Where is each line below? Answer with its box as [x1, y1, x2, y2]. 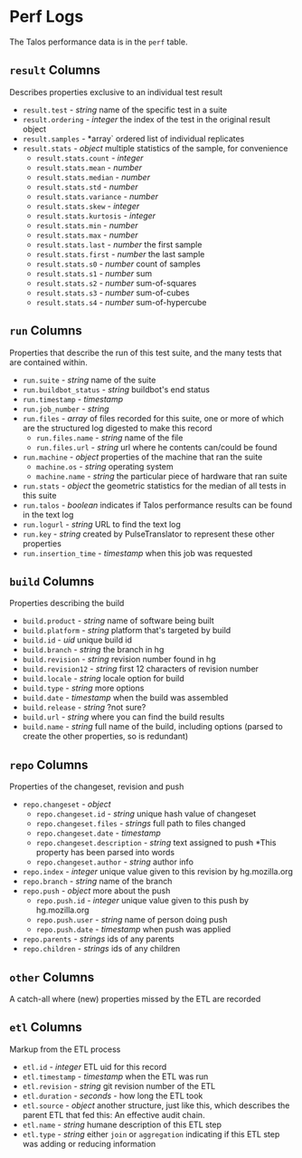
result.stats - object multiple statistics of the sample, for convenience [22, 142, 288, 153]
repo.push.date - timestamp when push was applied [35, 924, 231, 935]
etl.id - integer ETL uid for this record [22, 1061, 167, 1072]
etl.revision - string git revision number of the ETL [22, 1080, 216, 1091]
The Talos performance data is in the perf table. [9, 36, 188, 47]
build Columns [9, 574, 95, 589]
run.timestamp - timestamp [22, 393, 124, 404]
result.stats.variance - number [35, 190, 159, 201]
